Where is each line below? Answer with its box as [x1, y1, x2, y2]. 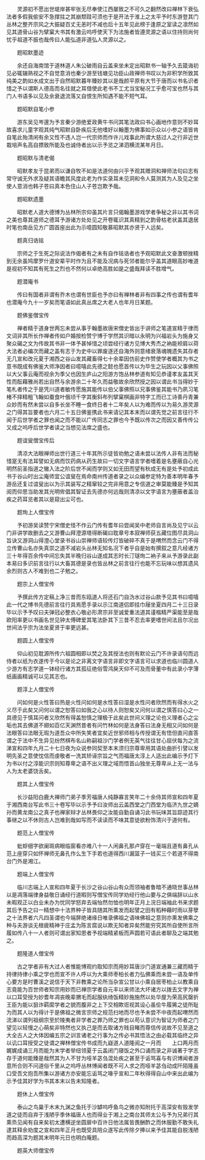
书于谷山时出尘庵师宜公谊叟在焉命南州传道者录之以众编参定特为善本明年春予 [6, 473, 199, 480]
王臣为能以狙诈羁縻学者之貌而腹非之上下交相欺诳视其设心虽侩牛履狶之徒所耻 [6, 1001, 199, 1008]
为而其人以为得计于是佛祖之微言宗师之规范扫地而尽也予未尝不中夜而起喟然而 [6, 1009, 199, 1016]
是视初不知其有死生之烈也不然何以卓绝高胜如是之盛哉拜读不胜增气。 [6, 265, 178, 272]
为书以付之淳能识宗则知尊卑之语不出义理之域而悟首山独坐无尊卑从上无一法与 [6, 760, 199, 767]
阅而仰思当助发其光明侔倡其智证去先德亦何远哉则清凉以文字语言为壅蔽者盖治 [6, 488, 199, 495]
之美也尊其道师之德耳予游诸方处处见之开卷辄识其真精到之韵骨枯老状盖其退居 [6, 216, 199, 223]
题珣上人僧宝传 [16, 509, 55, 516]
